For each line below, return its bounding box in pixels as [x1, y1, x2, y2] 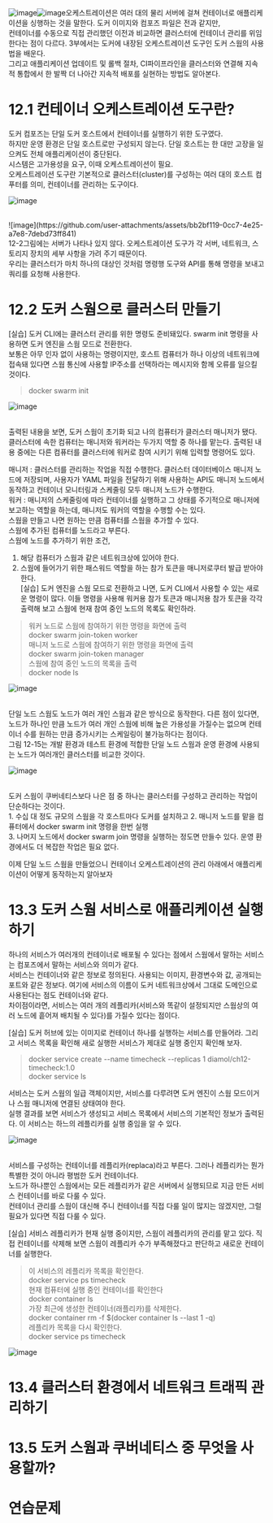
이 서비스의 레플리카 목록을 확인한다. [28, 1265, 144, 1275]
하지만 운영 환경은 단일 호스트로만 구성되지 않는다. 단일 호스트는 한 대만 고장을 [8, 138, 256, 149]
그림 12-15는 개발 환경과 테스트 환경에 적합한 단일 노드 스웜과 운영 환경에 [8, 739, 238, 748]
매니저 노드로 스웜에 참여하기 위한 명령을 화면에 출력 [28, 640, 193, 649]
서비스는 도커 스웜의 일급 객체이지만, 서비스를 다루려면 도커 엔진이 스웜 [8, 1088, 232, 1098]
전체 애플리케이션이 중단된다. [29, 149, 122, 158]
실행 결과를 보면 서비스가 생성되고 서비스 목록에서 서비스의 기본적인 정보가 [8, 1109, 243, 1118]
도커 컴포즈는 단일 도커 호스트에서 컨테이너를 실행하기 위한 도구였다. [8, 128, 223, 138]
